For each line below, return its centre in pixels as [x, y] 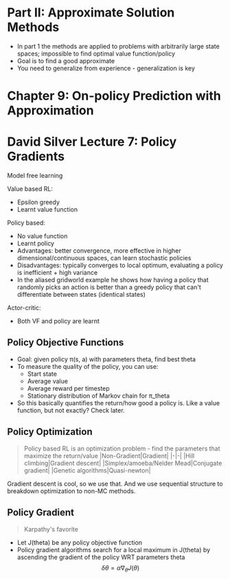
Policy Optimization [50, 432]
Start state [42, 374]
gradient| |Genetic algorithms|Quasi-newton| [87, 470]
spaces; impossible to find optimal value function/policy [96, 54]
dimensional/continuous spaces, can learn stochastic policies [104, 258]
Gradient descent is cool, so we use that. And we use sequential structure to [115, 484]
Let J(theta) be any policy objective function [80, 542]
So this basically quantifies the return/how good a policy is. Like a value [118, 402]
